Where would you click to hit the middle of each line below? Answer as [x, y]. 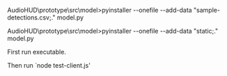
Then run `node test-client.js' [49, 65]
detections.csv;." [31, 17]
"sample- [207, 10]
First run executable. [37, 52]
